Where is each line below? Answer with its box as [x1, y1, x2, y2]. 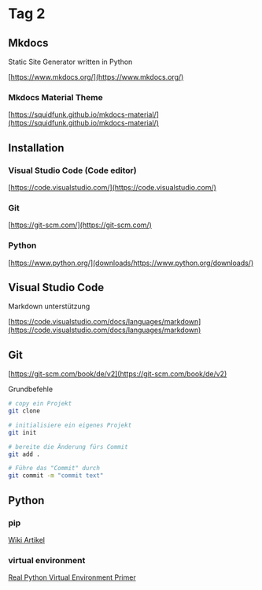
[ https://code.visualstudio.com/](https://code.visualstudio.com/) [8, 182, 216, 192]
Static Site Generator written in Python [8, 57, 133, 66]
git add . [8, 450, 41, 458]
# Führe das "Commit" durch [8, 465, 101, 472]
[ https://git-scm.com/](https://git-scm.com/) [8, 220, 152, 230]
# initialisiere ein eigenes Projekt [8, 421, 132, 429]
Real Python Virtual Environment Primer [8, 573, 136, 582]
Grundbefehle [8, 384, 54, 394]
